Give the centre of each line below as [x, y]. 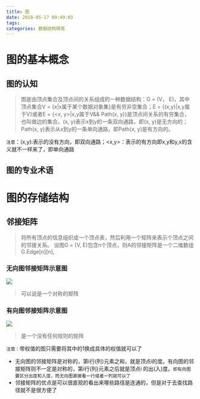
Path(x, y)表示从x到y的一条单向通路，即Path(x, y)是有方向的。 [97, 129]
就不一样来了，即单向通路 [43, 150]
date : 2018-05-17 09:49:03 [40, 17]
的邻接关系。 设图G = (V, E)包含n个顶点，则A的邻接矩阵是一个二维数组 [107, 245]
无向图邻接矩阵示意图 [37, 268]
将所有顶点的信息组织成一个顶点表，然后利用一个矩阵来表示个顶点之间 [107, 237]
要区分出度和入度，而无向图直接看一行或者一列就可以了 [73, 376]
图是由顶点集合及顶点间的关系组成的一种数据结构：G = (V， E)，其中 [105, 99]
